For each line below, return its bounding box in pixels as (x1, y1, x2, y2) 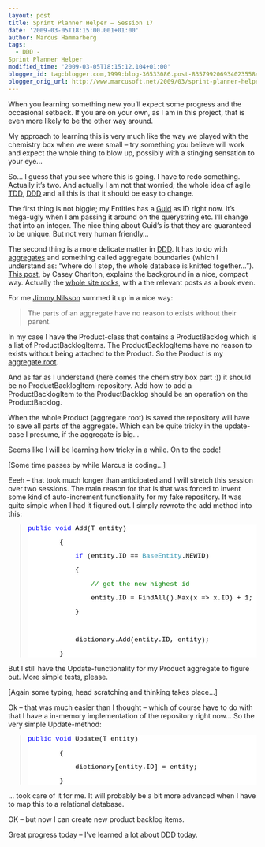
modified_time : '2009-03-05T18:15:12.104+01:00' (8, 63, 171, 71)
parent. (27, 316, 51, 326)
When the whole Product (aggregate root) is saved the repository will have (8, 412, 250, 422)
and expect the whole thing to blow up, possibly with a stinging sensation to (8, 147, 255, 158)
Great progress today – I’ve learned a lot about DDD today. (8, 830, 199, 840)
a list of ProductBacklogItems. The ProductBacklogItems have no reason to (8, 340, 252, 349)
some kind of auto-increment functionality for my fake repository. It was (8, 492, 242, 502)
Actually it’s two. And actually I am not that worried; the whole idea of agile (8, 180, 251, 189)
